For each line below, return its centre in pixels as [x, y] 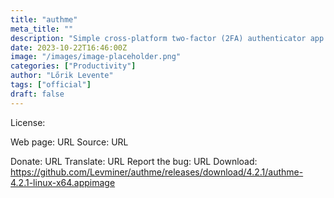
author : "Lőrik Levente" [62, 76]
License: [28, 122]
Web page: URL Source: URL [69, 142]
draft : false [37, 94]
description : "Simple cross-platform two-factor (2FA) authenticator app [167, 38]
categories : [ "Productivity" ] [73, 66]
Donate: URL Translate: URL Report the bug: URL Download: [134, 161]
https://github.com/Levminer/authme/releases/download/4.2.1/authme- [157, 172]
